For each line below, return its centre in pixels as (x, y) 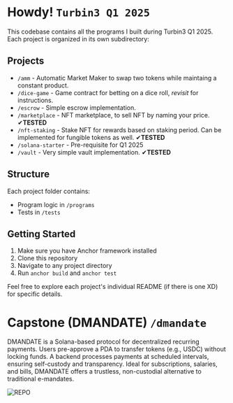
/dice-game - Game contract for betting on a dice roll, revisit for (108, 92)
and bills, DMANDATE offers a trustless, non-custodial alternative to (105, 372)
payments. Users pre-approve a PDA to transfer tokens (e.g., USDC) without (117, 349)
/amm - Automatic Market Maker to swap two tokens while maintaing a (117, 78)
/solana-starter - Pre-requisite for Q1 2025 (80, 145)
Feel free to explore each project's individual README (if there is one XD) (113, 287)
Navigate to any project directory (65, 266)
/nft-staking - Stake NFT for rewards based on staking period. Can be (119, 129)
